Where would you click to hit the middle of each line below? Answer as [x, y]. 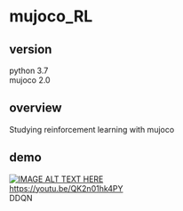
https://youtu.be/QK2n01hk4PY [66, 188]
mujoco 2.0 [30, 80]
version [31, 49]
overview [36, 108]
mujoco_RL [51, 16]
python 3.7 [29, 70]
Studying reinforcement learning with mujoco [92, 129]
